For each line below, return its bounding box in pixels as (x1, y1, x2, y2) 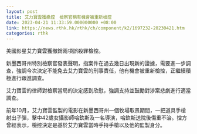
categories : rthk (6, 31, 49, 36)
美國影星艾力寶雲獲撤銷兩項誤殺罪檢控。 (6, 48, 104, 55)
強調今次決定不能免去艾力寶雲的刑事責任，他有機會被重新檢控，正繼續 (16, 67, 186, 74)
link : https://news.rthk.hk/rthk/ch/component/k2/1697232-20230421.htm (6, 25, 185, 31)
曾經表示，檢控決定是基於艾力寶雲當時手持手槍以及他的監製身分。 (6, 122, 165, 129)
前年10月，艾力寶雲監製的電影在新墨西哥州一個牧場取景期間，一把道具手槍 (6, 107, 186, 114)
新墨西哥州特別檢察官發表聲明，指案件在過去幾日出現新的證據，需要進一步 (6, 60, 186, 67)
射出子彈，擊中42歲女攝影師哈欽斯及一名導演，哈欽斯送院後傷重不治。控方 (6, 114, 188, 121)
